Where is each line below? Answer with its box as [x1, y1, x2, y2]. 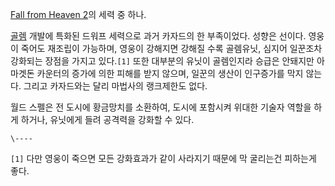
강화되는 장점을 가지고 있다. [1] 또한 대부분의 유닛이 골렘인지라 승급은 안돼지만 [10, 55, 315, 67]
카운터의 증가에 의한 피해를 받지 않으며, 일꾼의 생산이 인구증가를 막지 [36, 68, 304, 79]
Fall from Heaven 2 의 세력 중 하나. [10, 9, 147, 20]
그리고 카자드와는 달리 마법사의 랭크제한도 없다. [23, 80, 208, 92]
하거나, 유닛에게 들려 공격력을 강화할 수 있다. [20, 114, 195, 125]
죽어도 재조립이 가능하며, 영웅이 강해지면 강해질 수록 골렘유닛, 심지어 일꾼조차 [20, 43, 323, 54]
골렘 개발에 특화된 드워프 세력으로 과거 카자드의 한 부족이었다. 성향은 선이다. [10, 30, 307, 42]
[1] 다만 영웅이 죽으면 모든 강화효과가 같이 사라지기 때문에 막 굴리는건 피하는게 [10, 153, 317, 164]
